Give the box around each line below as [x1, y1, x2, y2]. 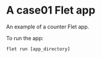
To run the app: [6, 34, 44, 41]
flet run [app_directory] [6, 46, 70, 52]
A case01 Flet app [6, 4, 96, 17]
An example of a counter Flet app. [6, 23, 89, 30]
